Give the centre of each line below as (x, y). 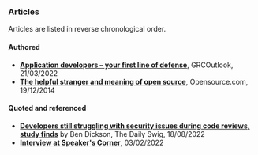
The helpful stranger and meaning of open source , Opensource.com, (134, 81)
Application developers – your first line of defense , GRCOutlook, (126, 65)
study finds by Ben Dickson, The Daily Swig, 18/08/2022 (112, 134)
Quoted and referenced (47, 108)
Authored (24, 47)
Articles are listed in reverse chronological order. (87, 29)
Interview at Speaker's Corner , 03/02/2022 (92, 142)
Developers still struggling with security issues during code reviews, (135, 126)
